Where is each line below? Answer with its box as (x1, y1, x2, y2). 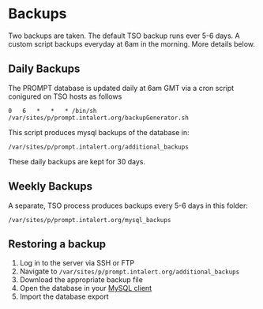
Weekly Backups (8, 179, 93, 194)
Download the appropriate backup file (19, 275, 144, 285)
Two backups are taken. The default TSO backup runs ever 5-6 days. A (8, 31, 240, 40)
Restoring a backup (8, 237, 107, 251)
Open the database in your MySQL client (19, 284, 152, 293)
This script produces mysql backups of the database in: (8, 127, 190, 137)
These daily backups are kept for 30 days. (8, 156, 146, 166)
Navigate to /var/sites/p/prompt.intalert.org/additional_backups (19, 266, 240, 277)
